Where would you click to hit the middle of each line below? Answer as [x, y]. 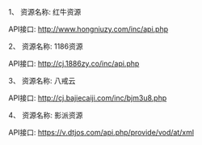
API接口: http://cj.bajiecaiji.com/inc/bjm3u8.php [88, 98]
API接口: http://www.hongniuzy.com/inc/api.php [88, 29]
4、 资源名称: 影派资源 [46, 115]
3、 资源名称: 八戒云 [42, 81]
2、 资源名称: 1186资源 [46, 46]
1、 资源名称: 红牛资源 [45, 12]
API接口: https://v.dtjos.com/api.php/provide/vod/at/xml [101, 132]
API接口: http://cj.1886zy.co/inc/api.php [74, 64]
